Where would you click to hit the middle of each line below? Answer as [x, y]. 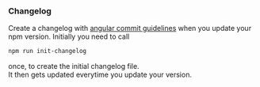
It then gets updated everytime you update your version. [100, 75]
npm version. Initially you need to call [69, 36]
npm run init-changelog [48, 51]
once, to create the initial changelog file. [74, 66]
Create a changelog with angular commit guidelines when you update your [130, 28]
